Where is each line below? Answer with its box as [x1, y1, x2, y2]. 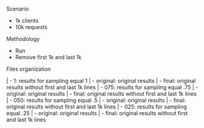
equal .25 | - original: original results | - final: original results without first [6, 110, 188, 116]
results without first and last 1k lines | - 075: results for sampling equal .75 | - [6, 84, 199, 91]
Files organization [6, 65, 51, 73]
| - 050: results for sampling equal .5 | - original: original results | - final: [6, 97, 186, 104]
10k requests [15, 24, 47, 30]
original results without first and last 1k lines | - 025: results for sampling [6, 103, 188, 110]
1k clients [15, 17, 39, 24]
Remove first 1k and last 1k [15, 54, 82, 60]
